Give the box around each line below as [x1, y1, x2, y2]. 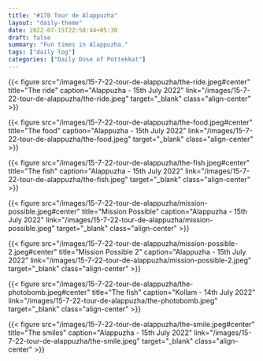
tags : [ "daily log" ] [8, 48, 76, 56]
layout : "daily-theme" [8, 19, 83, 27]
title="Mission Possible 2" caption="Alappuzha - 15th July [58, 247, 246, 256]
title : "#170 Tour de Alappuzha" [8, 11, 118, 20]
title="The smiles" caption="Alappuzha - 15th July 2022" [8, 328, 193, 337]
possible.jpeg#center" [8, 207, 80, 216]
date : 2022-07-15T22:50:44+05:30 [8, 26, 118, 34]
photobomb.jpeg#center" [8, 287, 91, 296]
